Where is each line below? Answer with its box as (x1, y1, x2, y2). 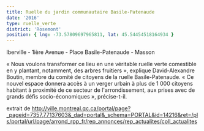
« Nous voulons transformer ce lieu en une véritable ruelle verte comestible (6, 61, 197, 68)
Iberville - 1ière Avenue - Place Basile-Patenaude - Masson (6, 48, 155, 56)
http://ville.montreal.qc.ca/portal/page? (31, 105, 131, 112)
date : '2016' (6, 15, 40, 21)
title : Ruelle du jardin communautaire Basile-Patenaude (6, 9, 155, 15)
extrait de (6, 105, 31, 112)
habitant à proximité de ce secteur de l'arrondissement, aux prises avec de (6, 86, 195, 94)
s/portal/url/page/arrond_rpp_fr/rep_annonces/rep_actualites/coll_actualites (6, 118, 198, 125)
